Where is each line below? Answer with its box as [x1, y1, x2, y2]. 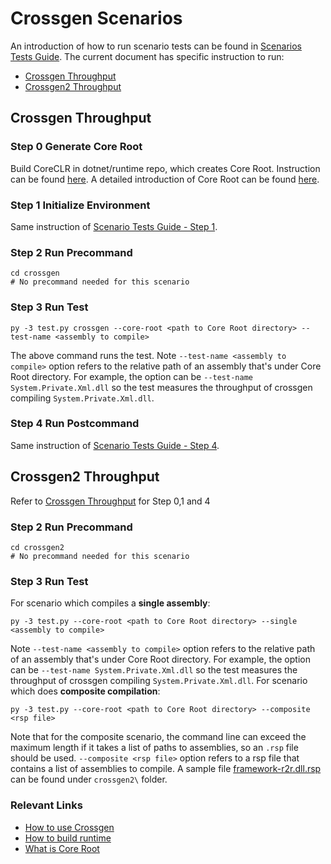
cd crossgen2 [10, 542, 65, 552]
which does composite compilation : [10, 685, 161, 697]
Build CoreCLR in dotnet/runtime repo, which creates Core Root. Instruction [10, 162, 321, 174]
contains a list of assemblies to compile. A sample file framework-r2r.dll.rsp [10, 763, 322, 775]
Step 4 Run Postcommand [10, 417, 140, 431]
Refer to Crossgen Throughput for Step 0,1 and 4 [10, 495, 211, 507]
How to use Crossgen [24, 821, 115, 833]
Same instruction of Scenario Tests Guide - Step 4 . [10, 439, 220, 451]
